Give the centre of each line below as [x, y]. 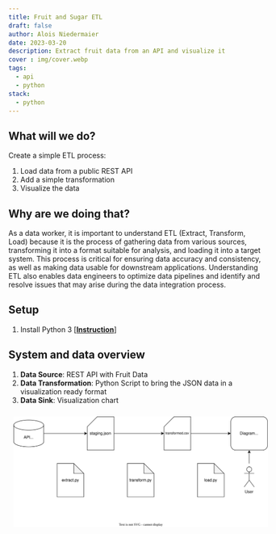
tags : [17, 69]
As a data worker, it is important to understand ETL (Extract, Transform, [127, 233]
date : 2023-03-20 [38, 43]
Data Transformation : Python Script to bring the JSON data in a [126, 383]
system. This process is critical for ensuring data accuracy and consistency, [135, 259]
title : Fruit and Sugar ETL [56, 17]
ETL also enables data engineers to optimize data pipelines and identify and [134, 276]
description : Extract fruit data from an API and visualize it [117, 51]
